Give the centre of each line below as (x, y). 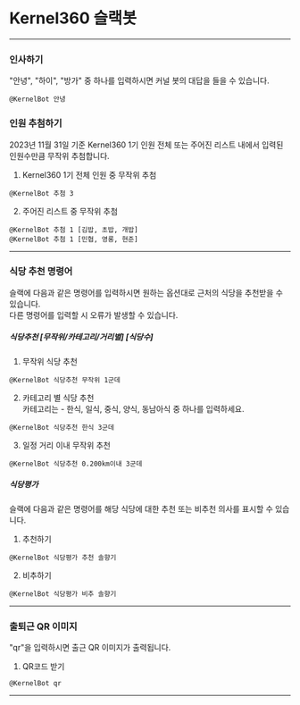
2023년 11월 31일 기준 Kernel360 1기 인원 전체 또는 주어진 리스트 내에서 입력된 (146, 145)
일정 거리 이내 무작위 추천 (67, 445)
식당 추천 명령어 (41, 272)
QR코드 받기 (43, 667)
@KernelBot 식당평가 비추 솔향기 (63, 594)
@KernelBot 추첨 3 (42, 193)
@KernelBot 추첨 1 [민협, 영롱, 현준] (74, 239)
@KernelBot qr (36, 684)
